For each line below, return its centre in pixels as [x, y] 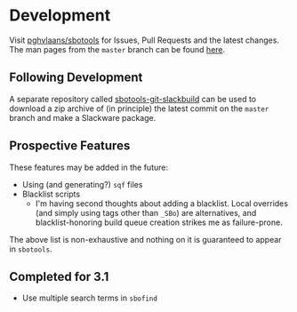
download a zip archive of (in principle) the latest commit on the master [139, 108]
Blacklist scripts [51, 194]
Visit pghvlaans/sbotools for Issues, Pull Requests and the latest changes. [144, 40]
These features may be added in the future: [89, 167]
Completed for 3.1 [59, 276]
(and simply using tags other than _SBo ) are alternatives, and [146, 212]
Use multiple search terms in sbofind [90, 298]
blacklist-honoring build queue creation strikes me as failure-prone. [159, 222]
